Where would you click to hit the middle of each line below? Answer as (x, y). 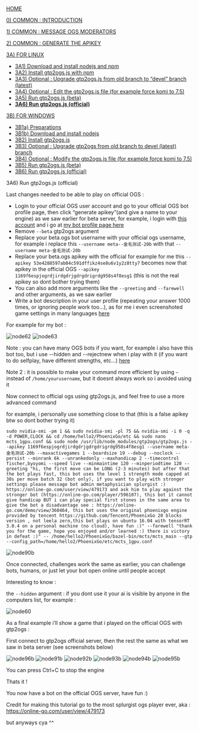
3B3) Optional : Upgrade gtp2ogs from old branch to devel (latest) (95, 146)
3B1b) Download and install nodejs (57, 133)
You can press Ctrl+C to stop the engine (56, 670)
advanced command (31, 403)
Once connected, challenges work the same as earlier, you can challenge (96, 564)
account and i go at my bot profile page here (69, 225)
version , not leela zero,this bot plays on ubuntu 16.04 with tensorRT (98, 521)
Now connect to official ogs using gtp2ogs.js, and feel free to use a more (95, 396)
